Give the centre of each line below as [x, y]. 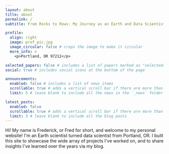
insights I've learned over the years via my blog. [55, 146]
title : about [19, 15]
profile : [14, 33]
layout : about [20, 10]
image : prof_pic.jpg [31, 42]
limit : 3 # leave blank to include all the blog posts [68, 116]
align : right [23, 38]
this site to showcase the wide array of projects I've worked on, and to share [84, 141]
